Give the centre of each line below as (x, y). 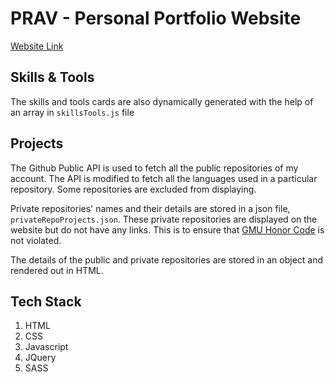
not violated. (36, 240)
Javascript (46, 347)
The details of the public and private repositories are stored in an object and (167, 259)
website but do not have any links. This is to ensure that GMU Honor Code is (167, 229)
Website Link (37, 46)
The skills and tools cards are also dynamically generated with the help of (162, 101)
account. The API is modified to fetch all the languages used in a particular (164, 178)
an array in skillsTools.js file (72, 112)
